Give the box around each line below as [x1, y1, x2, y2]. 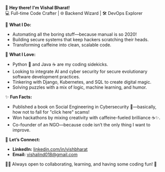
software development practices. [12, 74, 81, 79]
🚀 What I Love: [5, 52, 36, 57]
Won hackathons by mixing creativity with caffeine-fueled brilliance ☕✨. [12, 115, 161, 120]
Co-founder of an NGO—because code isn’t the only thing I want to [12, 122, 151, 127]
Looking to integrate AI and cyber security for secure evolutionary [12, 68, 148, 74]
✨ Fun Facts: [5, 94, 32, 100]
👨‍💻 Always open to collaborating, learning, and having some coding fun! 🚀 [5, 161, 158, 167]
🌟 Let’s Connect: [5, 137, 40, 142]
